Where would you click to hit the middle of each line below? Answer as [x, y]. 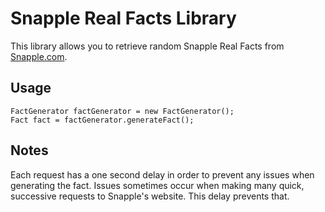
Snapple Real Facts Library [123, 18]
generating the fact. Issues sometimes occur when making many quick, [157, 185]
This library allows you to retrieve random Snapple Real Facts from [147, 46]
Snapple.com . [39, 56]
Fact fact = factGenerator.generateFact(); [102, 120]
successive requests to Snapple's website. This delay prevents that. [150, 196]
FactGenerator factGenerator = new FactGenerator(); [122, 111]
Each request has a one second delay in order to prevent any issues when [162, 174]
